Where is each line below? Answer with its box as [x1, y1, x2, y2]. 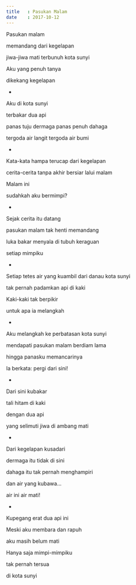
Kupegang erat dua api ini [6, 514, 69, 521]
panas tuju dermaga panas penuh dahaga [6, 122, 108, 130]
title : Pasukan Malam [6, 8, 67, 15]
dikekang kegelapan [6, 77, 56, 84]
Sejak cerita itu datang [6, 215, 61, 222]
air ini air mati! [6, 491, 41, 498]
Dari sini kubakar [6, 388, 47, 395]
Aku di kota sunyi [6, 99, 48, 107]
